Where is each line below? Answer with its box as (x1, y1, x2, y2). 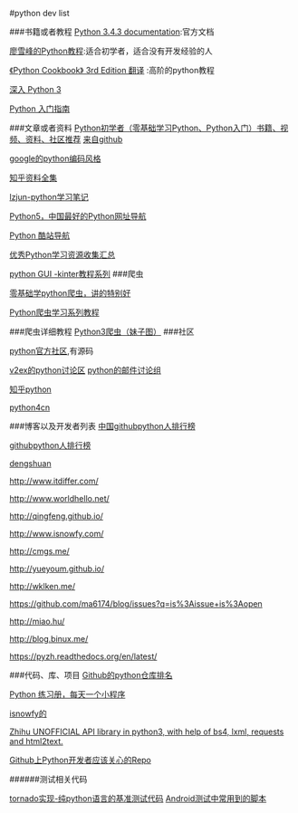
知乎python (9, 384, 52, 395)
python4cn (9, 402, 51, 413)
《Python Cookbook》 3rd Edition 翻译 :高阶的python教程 (9, 65, 215, 75)
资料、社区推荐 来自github (24, 134, 123, 144)
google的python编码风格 (9, 153, 101, 164)
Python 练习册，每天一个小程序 (9, 689, 126, 700)
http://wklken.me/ (9, 581, 75, 591)
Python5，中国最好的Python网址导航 (9, 211, 147, 221)
